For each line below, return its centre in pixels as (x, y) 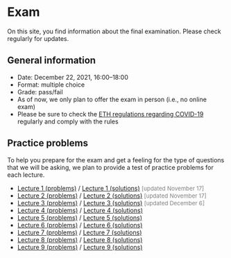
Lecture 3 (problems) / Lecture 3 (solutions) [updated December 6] (111, 203)
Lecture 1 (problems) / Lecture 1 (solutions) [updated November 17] (111, 188)
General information (51, 61)
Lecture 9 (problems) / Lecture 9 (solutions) (80, 247)
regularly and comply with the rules (68, 121)
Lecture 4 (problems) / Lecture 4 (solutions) (80, 210)
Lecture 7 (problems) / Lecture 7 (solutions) (79, 232)
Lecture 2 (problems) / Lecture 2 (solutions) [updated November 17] (112, 196)
